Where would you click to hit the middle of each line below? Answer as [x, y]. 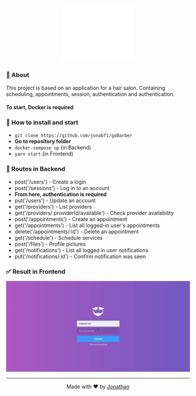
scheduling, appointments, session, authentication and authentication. [90, 94]
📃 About [18, 75]
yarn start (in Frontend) [44, 154]
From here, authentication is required [60, 194]
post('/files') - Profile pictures [50, 244]
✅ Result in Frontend [36, 271]
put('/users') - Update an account [55, 200]
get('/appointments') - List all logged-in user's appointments [87, 225]
